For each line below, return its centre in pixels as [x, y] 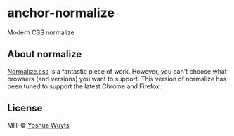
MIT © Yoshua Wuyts [38, 125]
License [25, 108]
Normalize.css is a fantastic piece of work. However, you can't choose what [117, 71]
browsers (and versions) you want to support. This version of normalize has [117, 79]
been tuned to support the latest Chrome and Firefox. [84, 86]
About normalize [45, 54]
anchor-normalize [61, 13]
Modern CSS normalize [41, 32]
